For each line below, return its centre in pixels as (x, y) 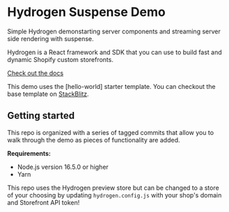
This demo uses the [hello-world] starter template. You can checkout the (111, 86)
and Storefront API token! (44, 202)
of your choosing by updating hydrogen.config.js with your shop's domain (114, 195)
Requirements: (29, 153)
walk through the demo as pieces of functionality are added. (94, 140)
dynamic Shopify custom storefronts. (60, 59)
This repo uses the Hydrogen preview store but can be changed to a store (113, 188)
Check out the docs (35, 73)
